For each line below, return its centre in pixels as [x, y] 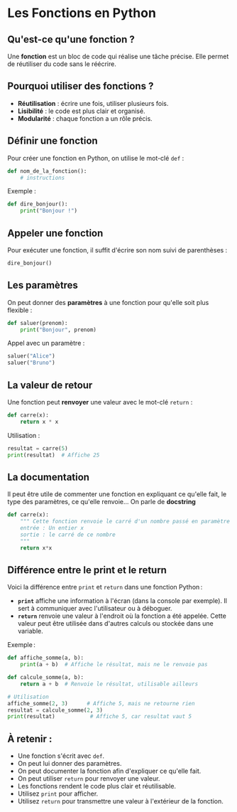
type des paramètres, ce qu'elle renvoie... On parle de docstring [102, 502]
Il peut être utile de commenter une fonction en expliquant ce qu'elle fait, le [117, 494]
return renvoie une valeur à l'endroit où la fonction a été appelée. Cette [122, 616]
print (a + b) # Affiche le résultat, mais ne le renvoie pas [114, 665]
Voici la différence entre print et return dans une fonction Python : [105, 587]
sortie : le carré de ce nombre [68, 535]
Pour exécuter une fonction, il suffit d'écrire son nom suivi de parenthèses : [117, 250]
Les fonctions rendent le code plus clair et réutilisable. [97, 786]
